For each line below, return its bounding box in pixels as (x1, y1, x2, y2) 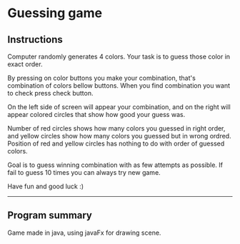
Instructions (7, 34, 63, 46)
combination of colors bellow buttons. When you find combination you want (7, 81, 231, 90)
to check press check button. (7, 89, 94, 97)
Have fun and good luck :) (7, 182, 84, 190)
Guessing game (7, 5, 103, 21)
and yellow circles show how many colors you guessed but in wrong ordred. (7, 132, 231, 140)
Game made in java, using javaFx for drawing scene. (7, 228, 161, 237)
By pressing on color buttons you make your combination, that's (7, 73, 196, 82)
